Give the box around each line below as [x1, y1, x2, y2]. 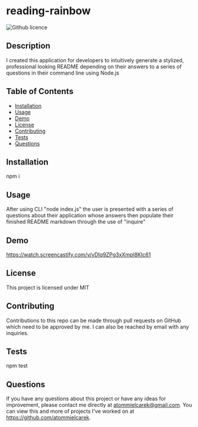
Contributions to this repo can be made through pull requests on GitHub [6, 317, 181, 324]
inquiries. [6, 329, 29, 336]
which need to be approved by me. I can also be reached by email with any [6, 323, 190, 330]
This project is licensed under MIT [6, 284, 90, 291]
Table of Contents [6, 86, 74, 97]
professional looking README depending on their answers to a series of [6, 63, 182, 70]
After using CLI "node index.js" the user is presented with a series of [6, 206, 174, 213]
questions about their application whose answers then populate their [6, 212, 174, 219]
